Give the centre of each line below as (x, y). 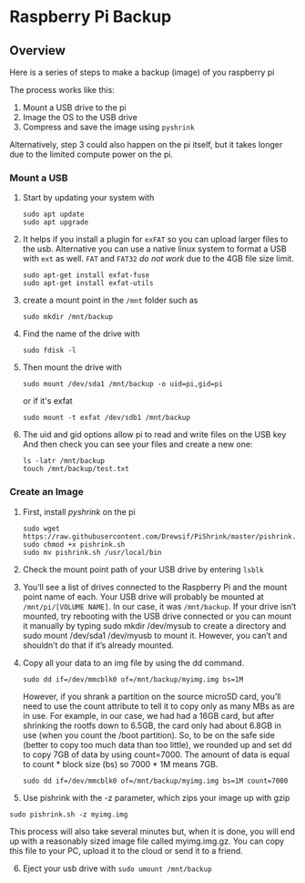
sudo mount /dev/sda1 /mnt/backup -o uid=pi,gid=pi (122, 385)
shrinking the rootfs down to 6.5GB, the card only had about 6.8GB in (152, 725)
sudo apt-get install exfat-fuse (86, 275)
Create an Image (46, 492)
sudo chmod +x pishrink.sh (74, 544)
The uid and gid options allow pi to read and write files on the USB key (154, 435)
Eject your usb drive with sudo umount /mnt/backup (117, 868)
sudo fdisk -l (49, 351)
